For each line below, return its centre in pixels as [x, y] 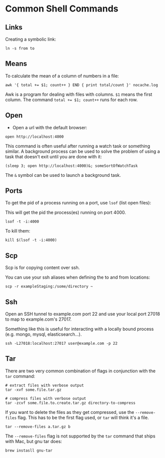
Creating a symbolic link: [31, 39]
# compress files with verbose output [46, 398]
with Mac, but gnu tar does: [34, 441]
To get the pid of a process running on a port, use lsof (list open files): [78, 203]
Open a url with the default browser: [50, 127]
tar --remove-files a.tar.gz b [38, 426]
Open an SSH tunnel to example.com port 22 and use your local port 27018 [83, 314]
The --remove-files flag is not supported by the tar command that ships [80, 436]
